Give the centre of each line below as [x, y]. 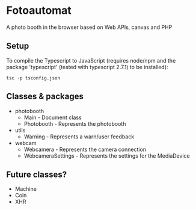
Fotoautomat [39, 11]
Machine [26, 189]
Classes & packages [45, 97]
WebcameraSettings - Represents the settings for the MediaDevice [107, 156]
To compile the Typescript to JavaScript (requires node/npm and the [91, 60]
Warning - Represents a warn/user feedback [79, 137]
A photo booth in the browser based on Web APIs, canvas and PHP [89, 27]
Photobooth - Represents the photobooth [75, 123]
